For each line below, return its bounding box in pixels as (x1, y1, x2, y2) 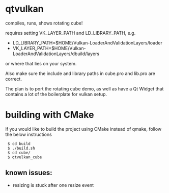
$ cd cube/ (7, 150, 31, 155)
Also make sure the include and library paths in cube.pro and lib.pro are (5, 70, 155, 77)
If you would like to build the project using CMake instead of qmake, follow (5, 126, 162, 132)
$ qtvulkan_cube (7, 154, 42, 160)
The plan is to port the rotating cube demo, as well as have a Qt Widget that (5, 85, 164, 92)
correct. (5, 76, 22, 82)
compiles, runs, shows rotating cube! (5, 20, 83, 26)
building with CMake (5, 109, 94, 120)
